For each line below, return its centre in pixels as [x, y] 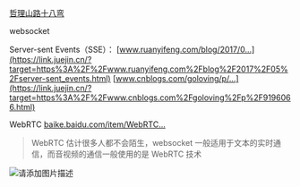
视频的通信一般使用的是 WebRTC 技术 [132, 154]
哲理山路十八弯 [37, 13]
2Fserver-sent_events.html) [60, 78]
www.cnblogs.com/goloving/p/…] [177, 78]
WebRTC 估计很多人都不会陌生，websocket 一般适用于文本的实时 [152, 143]
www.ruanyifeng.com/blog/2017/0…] [187, 49]
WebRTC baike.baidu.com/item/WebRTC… [87, 124]
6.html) [22, 107]
